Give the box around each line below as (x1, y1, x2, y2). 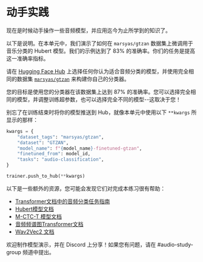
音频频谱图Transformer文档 (15, 220, 84, 227)
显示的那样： (6, 116, 38, 123)
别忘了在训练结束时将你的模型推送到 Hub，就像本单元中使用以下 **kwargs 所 (6, 109, 197, 116)
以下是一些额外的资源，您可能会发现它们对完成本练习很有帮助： (6, 184, 165, 192)
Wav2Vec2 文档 (15, 228, 55, 235)
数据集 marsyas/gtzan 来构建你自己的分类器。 (16, 75, 130, 82)
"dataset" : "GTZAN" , (17, 139, 69, 146)
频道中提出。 (22, 248, 55, 255)
